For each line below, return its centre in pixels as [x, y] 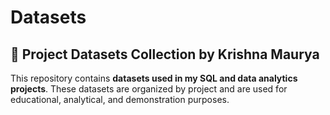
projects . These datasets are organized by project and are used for [149, 89]
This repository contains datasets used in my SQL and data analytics [154, 78]
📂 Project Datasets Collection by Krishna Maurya [165, 54]
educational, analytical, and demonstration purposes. [120, 99]
